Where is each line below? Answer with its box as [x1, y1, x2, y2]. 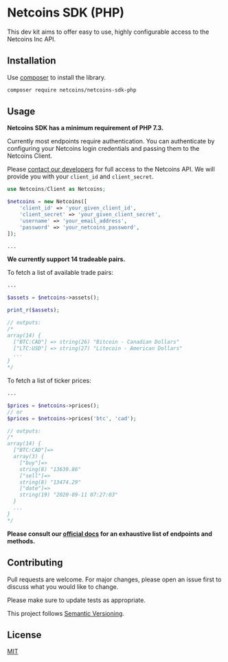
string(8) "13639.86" [19, 466, 81, 473]
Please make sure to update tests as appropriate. [7, 596, 146, 604]
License [7, 629, 42, 641]
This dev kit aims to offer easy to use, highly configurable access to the [7, 28, 209, 36]
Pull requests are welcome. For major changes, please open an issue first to [7, 575, 222, 583]
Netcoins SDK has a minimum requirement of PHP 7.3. [7, 124, 163, 132]
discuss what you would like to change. [7, 582, 119, 590]
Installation [7, 55, 56, 67]
